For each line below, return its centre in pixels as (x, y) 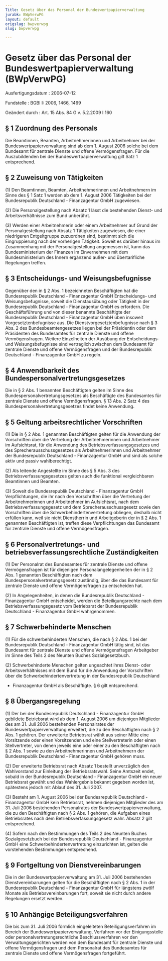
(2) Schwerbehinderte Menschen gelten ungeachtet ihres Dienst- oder (78, 665)
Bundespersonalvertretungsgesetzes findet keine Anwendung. (70, 406)
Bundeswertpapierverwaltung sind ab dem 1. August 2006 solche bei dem (82, 146)
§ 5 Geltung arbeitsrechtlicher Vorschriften (74, 422)
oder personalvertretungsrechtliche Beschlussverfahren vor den (71, 937)
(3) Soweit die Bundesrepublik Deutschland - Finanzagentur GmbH (74, 491)
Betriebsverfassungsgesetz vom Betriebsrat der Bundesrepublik (71, 606)
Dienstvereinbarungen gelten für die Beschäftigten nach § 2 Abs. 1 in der (80, 883)
